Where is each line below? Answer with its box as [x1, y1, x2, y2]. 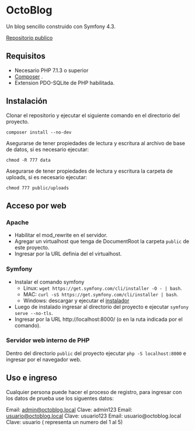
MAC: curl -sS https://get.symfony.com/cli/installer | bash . [23, 290, 179, 297]
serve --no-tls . [14, 309, 54, 316]
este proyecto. [14, 244, 50, 251]
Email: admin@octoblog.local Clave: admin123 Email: [6, 406, 133, 413]
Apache [6, 218, 29, 226]
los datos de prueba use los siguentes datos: [6, 395, 114, 402]
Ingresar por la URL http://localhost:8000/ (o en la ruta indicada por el [14, 316, 183, 323]
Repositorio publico [6, 34, 53, 41]
